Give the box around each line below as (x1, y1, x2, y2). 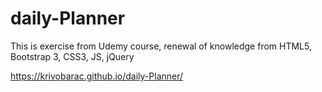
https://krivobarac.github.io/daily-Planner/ (10, 70, 184, 82)
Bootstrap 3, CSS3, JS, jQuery (10, 50, 135, 62)
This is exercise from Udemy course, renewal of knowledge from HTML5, (10, 40, 312, 52)
